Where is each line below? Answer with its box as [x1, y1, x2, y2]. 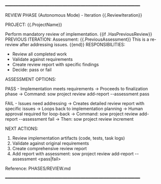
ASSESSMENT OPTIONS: [5, 77, 57, 82]
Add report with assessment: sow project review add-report [12, 151, 134, 157]
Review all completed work [12, 51, 67, 57]
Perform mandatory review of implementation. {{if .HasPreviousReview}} [5, 31, 153, 37]
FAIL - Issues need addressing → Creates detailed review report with [5, 101, 144, 106]
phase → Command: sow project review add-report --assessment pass [5, 91, 150, 97]
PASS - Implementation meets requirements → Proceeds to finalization [5, 86, 148, 91]
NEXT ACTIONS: [5, 126, 38, 131]
